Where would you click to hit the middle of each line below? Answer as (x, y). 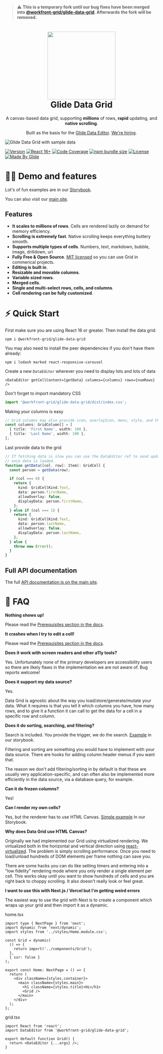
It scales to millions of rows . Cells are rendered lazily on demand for (81, 226)
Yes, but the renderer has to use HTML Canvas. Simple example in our (75, 817)
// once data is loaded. (30, 461)
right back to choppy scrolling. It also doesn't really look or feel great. (74, 881)
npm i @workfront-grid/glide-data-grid (45, 339)
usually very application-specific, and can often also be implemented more (80, 774)
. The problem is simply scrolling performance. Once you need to (91, 851)
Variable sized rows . (33, 277)
